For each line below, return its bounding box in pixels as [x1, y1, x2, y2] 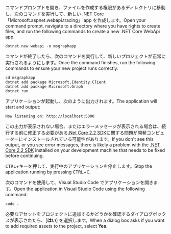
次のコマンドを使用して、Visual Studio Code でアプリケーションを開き [5, 179, 154, 185]
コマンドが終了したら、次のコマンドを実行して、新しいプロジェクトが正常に [5, 53, 166, 59]
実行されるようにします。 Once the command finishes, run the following [5, 60, 156, 65]
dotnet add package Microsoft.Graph [5, 84, 83, 89]
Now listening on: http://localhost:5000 [5, 114, 95, 119]
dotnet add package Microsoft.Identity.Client [5, 80, 106, 85]
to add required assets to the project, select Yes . [5, 223, 108, 229]
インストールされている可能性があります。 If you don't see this [22, 136, 154, 142]
